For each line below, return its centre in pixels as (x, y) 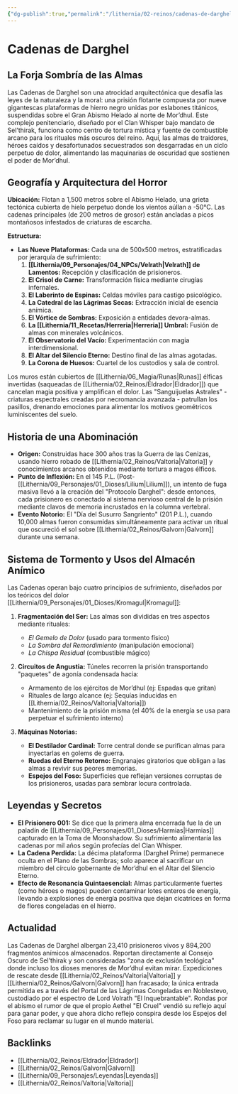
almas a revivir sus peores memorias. (83, 769)
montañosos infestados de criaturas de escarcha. (80, 222)
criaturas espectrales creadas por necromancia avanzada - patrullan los (113, 399)
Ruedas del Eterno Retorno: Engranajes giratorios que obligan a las (127, 761)
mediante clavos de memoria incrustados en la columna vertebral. (114, 507)
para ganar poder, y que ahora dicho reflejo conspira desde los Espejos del (117, 1013)
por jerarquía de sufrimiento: (59, 257)
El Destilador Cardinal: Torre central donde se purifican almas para (126, 746)
